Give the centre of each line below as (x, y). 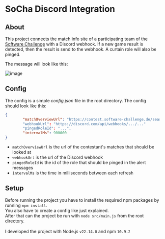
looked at (22, 152)
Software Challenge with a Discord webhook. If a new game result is (74, 44)
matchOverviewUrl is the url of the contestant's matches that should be (83, 147)
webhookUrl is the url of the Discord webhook (57, 157)
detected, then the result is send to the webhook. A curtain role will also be (81, 49)
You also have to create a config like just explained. (57, 210)
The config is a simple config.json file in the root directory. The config (76, 100)
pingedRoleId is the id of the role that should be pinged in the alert (79, 163)
